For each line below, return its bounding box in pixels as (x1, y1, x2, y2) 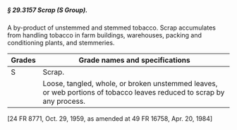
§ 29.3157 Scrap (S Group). (7, 6, 88, 14)
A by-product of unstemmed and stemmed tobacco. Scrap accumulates (7, 23, 217, 32)
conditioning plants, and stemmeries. (7, 38, 115, 47)
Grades (11, 55, 37, 65)
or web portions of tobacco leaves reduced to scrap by (42, 87, 225, 97)
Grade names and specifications (78, 55, 190, 65)
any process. (42, 96, 86, 106)
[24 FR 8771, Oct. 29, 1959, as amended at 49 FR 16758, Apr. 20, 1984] (7, 114, 213, 123)
